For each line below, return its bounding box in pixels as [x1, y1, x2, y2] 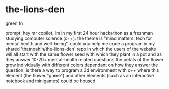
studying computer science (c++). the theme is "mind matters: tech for [5, 35, 152, 41]
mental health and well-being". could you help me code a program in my [5, 40, 155, 46]
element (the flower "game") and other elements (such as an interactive [5, 72, 154, 78]
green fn [5, 20, 23, 26]
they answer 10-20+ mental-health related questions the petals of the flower [5, 56, 164, 62]
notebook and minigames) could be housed [5, 78, 96, 84]
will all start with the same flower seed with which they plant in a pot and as [5, 51, 162, 57]
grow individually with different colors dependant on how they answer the [5, 62, 158, 68]
